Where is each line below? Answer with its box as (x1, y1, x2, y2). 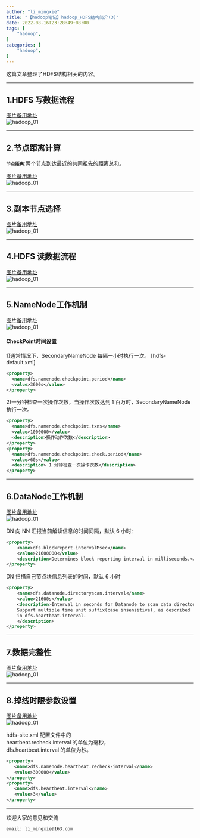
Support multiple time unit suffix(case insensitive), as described (17, 607, 190, 613)
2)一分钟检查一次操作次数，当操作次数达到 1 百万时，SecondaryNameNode (6, 398, 191, 406)
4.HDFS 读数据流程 (6, 252, 76, 262)
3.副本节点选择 (6, 203, 61, 214)
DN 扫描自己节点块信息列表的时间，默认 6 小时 (6, 573, 121, 580)
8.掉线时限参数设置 (6, 695, 77, 706)
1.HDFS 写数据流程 (6, 95, 74, 105)
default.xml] (6, 358, 36, 366)
